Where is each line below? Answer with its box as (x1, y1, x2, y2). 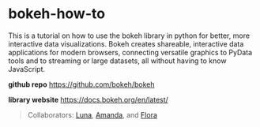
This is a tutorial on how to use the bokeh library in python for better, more (8, 31, 251, 40)
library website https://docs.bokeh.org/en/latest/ (8, 95, 168, 104)
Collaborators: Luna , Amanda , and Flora (27, 110, 158, 119)
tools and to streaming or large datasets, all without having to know (8, 56, 227, 65)
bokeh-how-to (8, 5, 105, 23)
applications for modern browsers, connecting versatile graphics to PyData (8, 47, 253, 57)
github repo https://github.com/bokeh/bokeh (8, 80, 155, 89)
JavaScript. (8, 64, 46, 73)
